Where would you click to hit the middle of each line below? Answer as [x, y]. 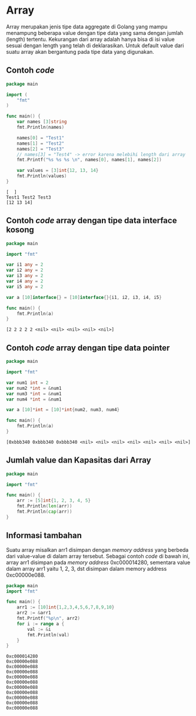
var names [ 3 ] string [42, 122]
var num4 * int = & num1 [34, 399]
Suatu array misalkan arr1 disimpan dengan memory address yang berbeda [97, 549]
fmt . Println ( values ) [42, 176]
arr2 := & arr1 [34, 613]
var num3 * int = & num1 [34, 393]
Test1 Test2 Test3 [29, 197]
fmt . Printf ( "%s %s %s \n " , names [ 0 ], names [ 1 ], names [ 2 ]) [89, 160]
